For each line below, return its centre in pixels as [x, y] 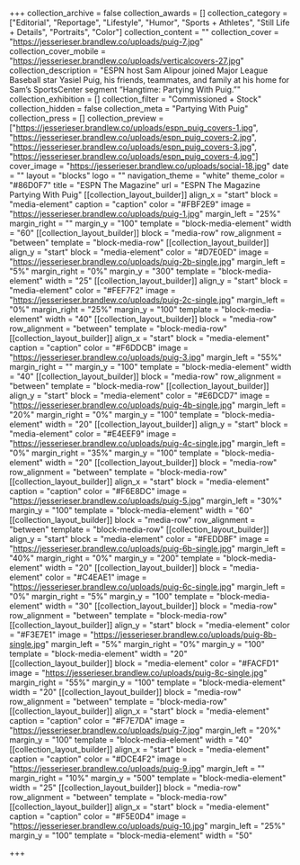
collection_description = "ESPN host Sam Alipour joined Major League [139, 70]
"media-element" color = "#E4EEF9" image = [93, 434]
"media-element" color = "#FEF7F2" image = [93, 290]
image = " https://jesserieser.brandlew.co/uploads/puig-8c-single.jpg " [138, 673]
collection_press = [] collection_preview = [87, 118]
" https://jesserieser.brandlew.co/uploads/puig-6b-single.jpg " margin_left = [148, 549]
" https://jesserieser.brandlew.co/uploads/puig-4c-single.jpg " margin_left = [148, 443]
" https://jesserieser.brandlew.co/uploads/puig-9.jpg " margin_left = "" [137, 768]
